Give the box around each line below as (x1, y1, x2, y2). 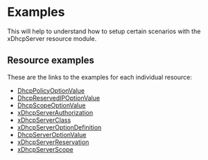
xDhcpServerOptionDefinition (17, 123, 102, 132)
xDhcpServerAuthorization (17, 108, 94, 116)
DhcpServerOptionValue (17, 130, 87, 139)
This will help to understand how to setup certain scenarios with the (7, 27, 201, 35)
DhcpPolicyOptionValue (17, 86, 85, 94)
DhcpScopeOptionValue (17, 101, 86, 109)
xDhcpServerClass (17, 116, 71, 124)
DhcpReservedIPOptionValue (17, 94, 101, 102)
